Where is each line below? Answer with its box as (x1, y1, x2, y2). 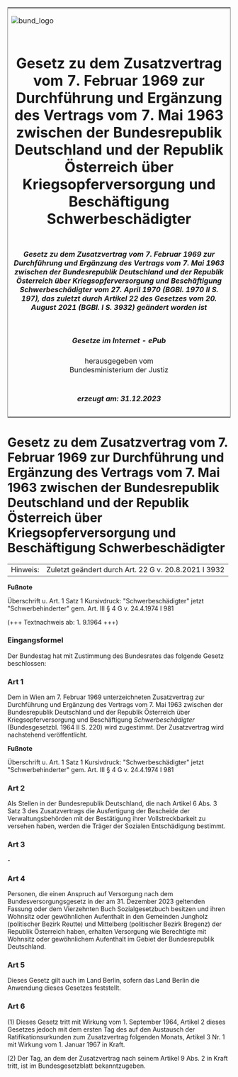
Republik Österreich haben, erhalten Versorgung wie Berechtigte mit (7, 927, 207, 935)
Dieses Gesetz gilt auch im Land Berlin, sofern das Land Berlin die (7, 976, 200, 985)
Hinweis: (11, 564, 40, 574)
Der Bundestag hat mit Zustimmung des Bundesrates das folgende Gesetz (7, 652, 225, 660)
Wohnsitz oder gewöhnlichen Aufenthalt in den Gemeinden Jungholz (7, 912, 208, 920)
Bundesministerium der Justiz (69, 365, 169, 375)
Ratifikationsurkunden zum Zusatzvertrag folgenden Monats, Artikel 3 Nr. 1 (7, 1032, 225, 1041)
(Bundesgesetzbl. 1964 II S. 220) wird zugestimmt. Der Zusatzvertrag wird (7, 723, 225, 732)
